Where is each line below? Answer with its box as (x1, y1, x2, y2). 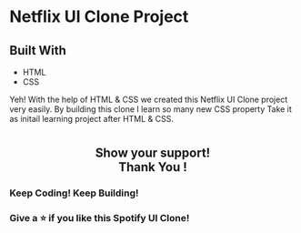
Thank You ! (117, 159, 188, 175)
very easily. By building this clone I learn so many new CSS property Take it (9, 104, 293, 115)
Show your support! (95, 146, 211, 161)
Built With (9, 43, 66, 58)
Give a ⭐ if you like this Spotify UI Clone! (9, 212, 190, 225)
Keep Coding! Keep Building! (9, 187, 139, 199)
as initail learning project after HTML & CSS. (9, 114, 175, 124)
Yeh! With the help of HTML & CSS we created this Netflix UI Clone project (9, 94, 288, 105)
